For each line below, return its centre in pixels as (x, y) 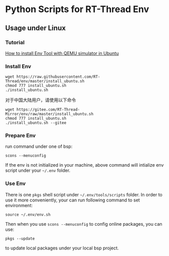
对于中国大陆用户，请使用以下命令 (41, 100)
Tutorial (15, 42)
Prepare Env (21, 136)
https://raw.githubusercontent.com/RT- (58, 77)
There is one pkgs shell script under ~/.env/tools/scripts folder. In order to (84, 194)
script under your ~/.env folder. (38, 171)
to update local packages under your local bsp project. (62, 248)
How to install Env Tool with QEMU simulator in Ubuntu (62, 53)
